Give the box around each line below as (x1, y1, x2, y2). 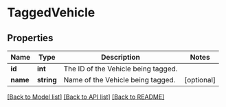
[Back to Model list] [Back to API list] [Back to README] (7, 93, 165, 101)
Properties (7, 32, 54, 44)
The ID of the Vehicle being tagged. (63, 64, 178, 73)
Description (100, 53, 141, 62)
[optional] (184, 75, 216, 84)
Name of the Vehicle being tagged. (63, 75, 176, 84)
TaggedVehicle (7, 5, 95, 21)
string (36, 75, 57, 84)
